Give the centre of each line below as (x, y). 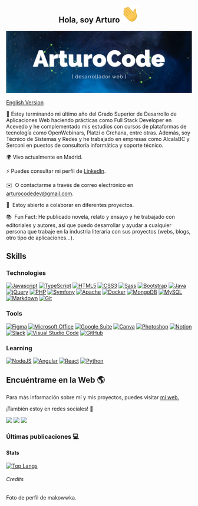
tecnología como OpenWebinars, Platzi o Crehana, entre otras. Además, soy (98, 133)
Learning (19, 348)
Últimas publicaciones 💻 (43, 436)
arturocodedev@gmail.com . (40, 193)
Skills (16, 256)
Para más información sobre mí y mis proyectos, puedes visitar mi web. (93, 397)
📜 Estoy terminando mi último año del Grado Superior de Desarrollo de (91, 114)
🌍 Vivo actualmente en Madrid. (44, 157)
